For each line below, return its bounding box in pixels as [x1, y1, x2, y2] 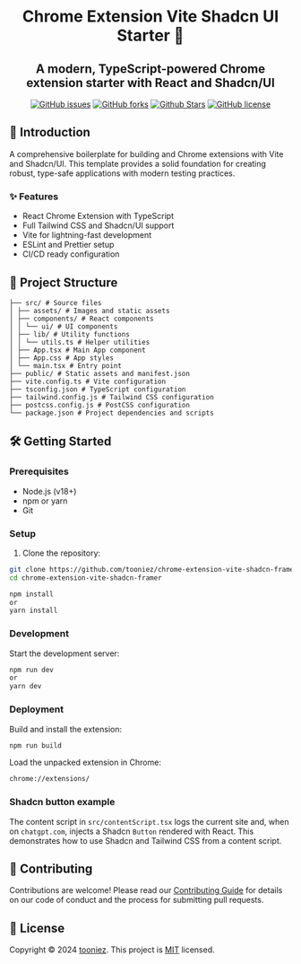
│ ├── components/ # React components [9, 314, 154, 323]
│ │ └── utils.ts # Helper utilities [9, 337, 150, 346]
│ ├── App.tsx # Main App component [9, 346, 146, 355]
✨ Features [9, 190, 59, 203]
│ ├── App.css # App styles [9, 353, 115, 363]
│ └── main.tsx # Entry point [9, 361, 123, 370]
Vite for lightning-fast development [21, 230, 152, 241]
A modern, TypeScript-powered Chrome [35, 61, 266, 76]
